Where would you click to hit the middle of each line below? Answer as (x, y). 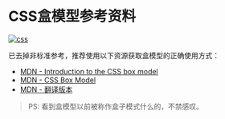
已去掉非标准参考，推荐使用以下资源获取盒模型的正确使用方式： (114, 55)
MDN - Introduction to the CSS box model (89, 71)
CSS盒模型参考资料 (72, 16)
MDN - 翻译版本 (46, 89)
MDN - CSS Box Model (58, 80)
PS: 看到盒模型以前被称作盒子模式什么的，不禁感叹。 (115, 106)
